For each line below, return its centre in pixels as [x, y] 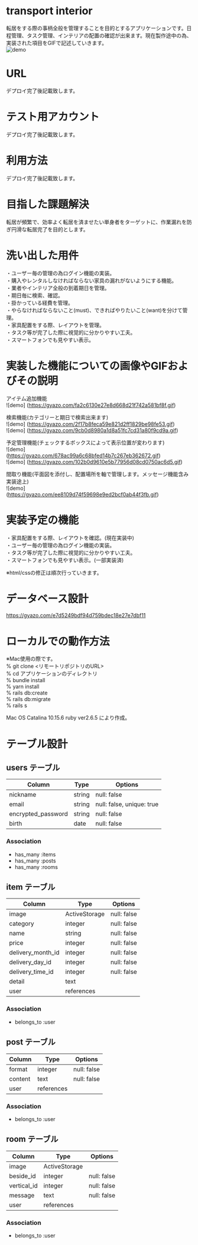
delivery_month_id [34, 953]
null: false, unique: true [127, 804]
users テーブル [33, 767]
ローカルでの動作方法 [58, 641]
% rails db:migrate [29, 699]
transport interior [49, 11]
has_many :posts [35, 861]
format [18, 1069]
